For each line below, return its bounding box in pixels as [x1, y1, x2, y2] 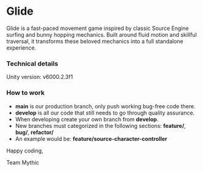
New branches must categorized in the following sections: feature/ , [15, 122, 186, 129]
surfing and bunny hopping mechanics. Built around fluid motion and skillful [6, 31, 197, 38]
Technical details [6, 59, 59, 68]
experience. [6, 44, 37, 51]
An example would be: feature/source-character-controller [15, 135, 168, 142]
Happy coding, [6, 147, 44, 154]
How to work [6, 89, 45, 97]
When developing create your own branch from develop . [15, 115, 159, 123]
